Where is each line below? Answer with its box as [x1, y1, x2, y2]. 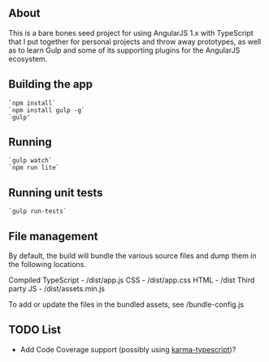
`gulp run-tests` [8, 207, 67, 216]
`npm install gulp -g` [8, 106, 85, 114]
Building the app [8, 77, 93, 92]
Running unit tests [8, 186, 103, 200]
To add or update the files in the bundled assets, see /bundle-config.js [8, 300, 244, 309]
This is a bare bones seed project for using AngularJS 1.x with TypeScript [8, 28, 254, 37]
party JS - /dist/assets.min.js [8, 284, 106, 294]
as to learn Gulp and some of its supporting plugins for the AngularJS [8, 45, 241, 55]
